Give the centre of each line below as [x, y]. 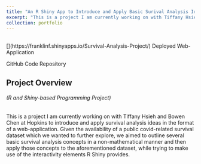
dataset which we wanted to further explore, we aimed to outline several [95, 135]
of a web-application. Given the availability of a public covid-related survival [100, 129]
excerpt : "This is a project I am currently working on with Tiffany [95, 17]
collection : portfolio [34, 23]
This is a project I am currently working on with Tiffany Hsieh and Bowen [96, 116]
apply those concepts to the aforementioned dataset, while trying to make [97, 148]
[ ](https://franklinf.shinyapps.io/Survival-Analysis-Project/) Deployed [91, 46]
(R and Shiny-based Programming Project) [59, 98]
